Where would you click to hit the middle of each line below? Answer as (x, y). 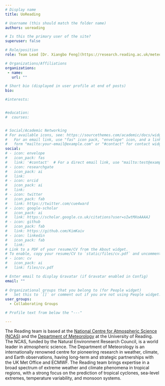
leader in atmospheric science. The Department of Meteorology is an (75, 347)
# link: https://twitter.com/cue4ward (47, 204)
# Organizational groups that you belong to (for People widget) (73, 290)
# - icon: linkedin (25, 236)
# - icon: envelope (25, 153)
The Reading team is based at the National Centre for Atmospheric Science (81, 331)
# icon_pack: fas (25, 158)
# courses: (17, 117)
